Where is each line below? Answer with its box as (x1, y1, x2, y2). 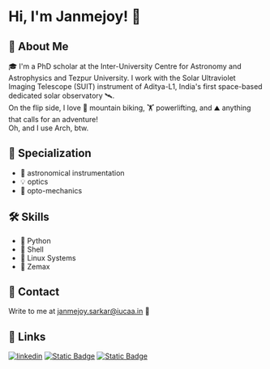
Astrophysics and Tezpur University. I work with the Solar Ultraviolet (8, 73, 237, 83)
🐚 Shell (19, 244, 45, 254)
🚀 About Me (8, 40, 69, 53)
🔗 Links (8, 329, 46, 343)
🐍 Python (19, 235, 51, 245)
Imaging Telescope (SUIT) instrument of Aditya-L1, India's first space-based (8, 82, 263, 91)
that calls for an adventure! (8, 115, 99, 124)
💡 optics (19, 176, 49, 186)
